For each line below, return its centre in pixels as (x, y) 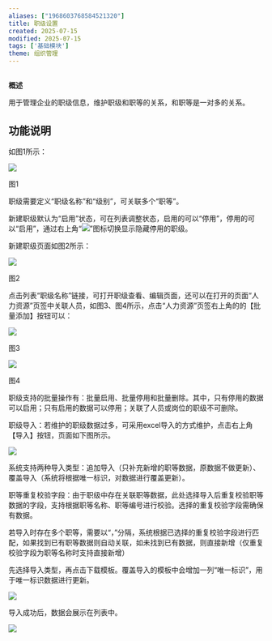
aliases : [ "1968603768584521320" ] (67, 16)
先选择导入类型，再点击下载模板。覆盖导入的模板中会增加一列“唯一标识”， (132, 570)
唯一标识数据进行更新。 (54, 580)
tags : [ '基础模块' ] (39, 46)
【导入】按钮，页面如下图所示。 (62, 435)
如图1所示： (28, 152)
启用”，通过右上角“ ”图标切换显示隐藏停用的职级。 (106, 229)
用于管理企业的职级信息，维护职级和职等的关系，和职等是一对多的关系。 (129, 103)
